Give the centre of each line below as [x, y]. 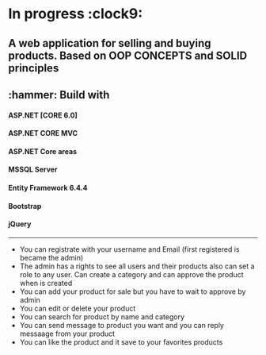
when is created [46, 283]
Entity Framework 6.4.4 [48, 187]
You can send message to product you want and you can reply [122, 325]
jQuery [20, 224]
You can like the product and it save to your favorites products [121, 341]
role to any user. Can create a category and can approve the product [131, 274]
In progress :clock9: [76, 14]
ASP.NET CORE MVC [43, 133]
